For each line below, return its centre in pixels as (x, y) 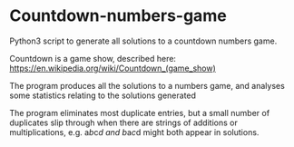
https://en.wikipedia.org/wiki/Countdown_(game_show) (113, 68)
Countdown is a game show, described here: (93, 58)
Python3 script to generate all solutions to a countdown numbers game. (143, 41)
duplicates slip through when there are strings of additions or (123, 122)
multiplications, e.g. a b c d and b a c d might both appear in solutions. (134, 132)
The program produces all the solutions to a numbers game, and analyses (147, 85)
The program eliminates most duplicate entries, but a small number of (140, 113)
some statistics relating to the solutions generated (103, 95)
